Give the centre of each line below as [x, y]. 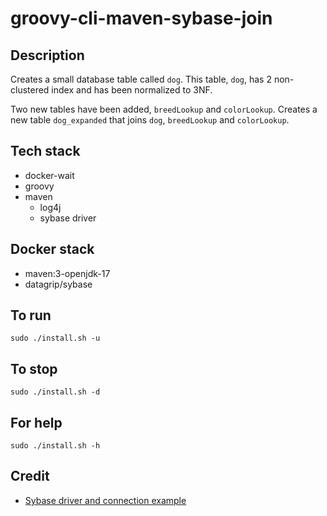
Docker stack [52, 249]
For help [36, 422]
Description [47, 55]
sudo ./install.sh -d [55, 392]
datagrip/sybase [58, 284]
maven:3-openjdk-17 [67, 273]
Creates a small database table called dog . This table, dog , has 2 [141, 79]
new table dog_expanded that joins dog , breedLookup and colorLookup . [150, 120]
